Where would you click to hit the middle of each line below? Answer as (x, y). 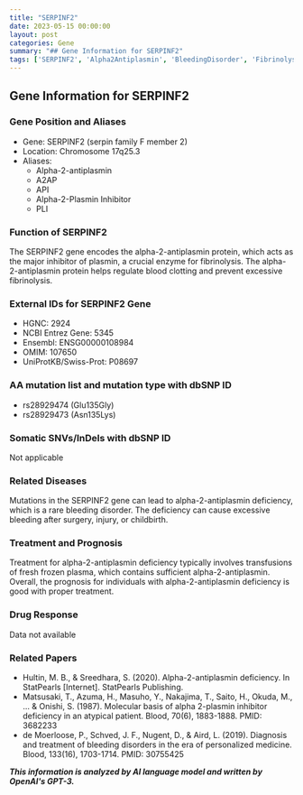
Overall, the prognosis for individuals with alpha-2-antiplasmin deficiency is (150, 582)
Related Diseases (48, 481)
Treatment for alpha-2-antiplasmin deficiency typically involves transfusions (151, 563)
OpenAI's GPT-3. (42, 781)
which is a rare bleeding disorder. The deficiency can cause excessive (140, 510)
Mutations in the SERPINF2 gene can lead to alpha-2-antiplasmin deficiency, (151, 501)
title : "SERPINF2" (44, 18)
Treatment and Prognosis (66, 543)
